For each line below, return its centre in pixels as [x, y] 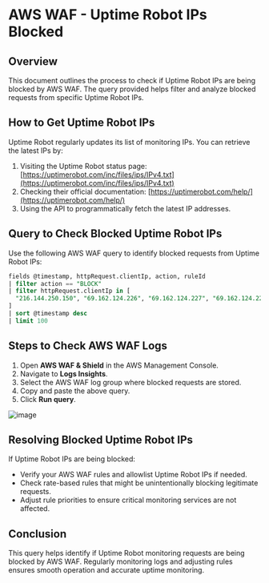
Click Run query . [48, 399]
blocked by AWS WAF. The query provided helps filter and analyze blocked [132, 89]
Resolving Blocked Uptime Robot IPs [101, 439]
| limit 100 [28, 321]
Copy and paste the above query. [75, 391]
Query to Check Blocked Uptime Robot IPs [115, 234]
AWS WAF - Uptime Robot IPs [108, 15]
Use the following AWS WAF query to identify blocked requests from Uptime [134, 253]
